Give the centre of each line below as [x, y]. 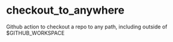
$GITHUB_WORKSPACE [35, 33]
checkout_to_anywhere [65, 10]
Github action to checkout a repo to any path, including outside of [87, 27]
